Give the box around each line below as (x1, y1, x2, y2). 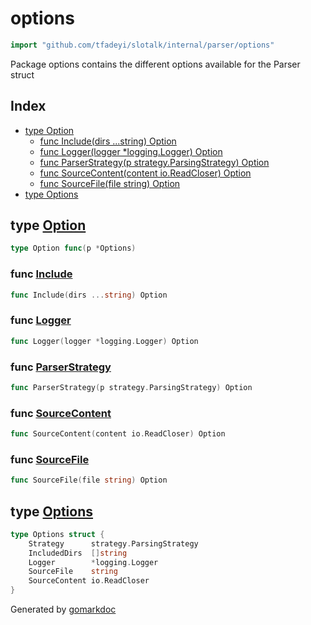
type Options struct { (10, 529, 105, 539)
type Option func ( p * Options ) (10, 243, 137, 254)
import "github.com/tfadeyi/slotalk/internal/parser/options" (10, 40, 275, 50)
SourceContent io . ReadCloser (28, 576, 150, 586)
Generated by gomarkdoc (10, 603, 117, 616)
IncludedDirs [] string (28, 548, 128, 558)
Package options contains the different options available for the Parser (10, 58, 301, 70)
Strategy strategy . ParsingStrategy (28, 538, 199, 549)
